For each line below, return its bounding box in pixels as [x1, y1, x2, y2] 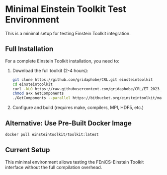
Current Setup [5, 146, 50, 154]
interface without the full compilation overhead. [5, 164, 102, 170]
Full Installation [5, 45, 54, 53]
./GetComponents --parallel [12, 96, 71, 101]
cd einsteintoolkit [12, 82, 53, 87]
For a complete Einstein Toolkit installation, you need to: [5, 58, 119, 64]
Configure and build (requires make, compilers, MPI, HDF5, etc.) [12, 105, 144, 111]
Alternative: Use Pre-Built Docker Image [5, 119, 132, 127]
